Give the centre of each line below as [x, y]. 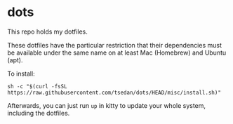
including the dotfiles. [39, 113]
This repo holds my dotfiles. [47, 32]
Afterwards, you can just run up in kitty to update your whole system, [106, 105]
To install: [21, 74]
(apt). [15, 60]
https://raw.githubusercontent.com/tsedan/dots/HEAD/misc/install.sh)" [114, 92]
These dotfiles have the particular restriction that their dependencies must [115, 45]
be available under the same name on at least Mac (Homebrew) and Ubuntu [117, 53]
